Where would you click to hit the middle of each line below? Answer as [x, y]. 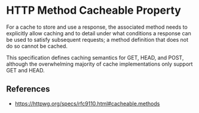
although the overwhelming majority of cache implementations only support [99, 64]
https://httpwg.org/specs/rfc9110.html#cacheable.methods [87, 103]
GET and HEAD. [25, 70]
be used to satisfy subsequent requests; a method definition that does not [97, 39]
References [28, 89]
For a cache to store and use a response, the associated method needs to [97, 27]
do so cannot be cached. [37, 46]
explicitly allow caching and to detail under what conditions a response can [99, 33]
